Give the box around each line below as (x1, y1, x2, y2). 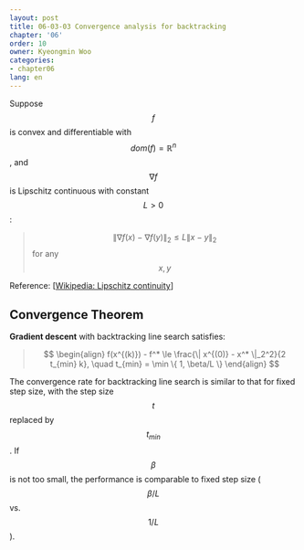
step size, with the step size (9, 386, 114, 397)
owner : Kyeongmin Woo (9, 48, 92, 57)
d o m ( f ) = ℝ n (130, 141, 177, 153)
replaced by (9, 415, 55, 426)
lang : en (9, 73, 43, 82)
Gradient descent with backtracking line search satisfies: (9, 331, 225, 343)
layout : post (9, 13, 59, 23)
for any (31, 249, 59, 259)
